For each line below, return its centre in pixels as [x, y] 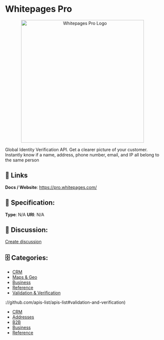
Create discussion [23, 242]
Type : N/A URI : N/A [25, 214]
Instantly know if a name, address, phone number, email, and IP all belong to [82, 155]
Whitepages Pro [39, 9]
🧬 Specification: [30, 203]
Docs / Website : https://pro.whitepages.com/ [51, 187]
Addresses [23, 317]
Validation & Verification [36, 293]
